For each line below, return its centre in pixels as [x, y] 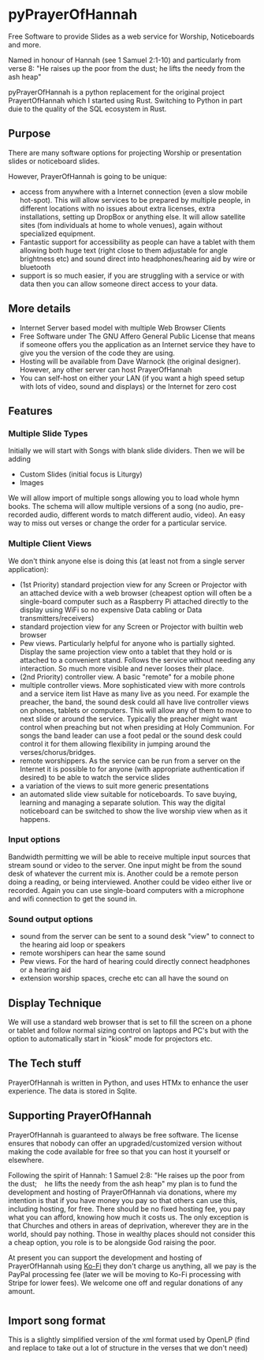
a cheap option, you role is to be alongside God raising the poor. [112, 1242]
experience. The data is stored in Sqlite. [73, 1091]
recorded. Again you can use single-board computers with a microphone [126, 890]
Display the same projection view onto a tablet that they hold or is [126, 652]
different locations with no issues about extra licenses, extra [117, 208]
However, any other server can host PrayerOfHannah [106, 369]
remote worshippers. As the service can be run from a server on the [130, 760]
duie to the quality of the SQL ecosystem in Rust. [87, 109]
